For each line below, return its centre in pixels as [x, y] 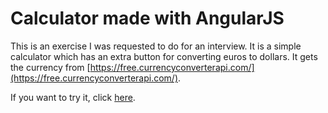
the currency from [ [50, 67]
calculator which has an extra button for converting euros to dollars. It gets [164, 56]
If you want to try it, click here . [73, 97]
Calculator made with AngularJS [147, 18]
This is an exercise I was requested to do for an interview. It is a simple [156, 46]
